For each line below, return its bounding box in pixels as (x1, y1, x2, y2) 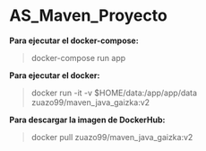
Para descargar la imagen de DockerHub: (9, 114, 166, 125)
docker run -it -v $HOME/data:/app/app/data (30, 87, 198, 98)
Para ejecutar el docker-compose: (9, 35, 139, 46)
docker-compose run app (30, 52, 126, 63)
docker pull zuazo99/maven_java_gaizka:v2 (30, 131, 193, 142)
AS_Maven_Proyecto (9, 5, 167, 26)
